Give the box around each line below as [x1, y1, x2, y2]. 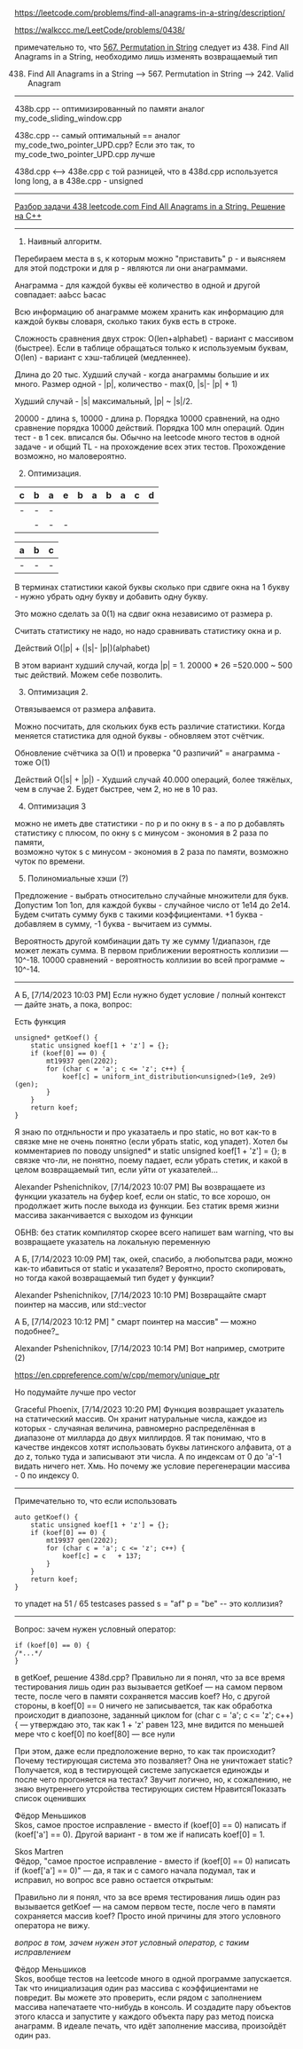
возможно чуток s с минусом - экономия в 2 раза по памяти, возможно [14, 847, 289, 857]
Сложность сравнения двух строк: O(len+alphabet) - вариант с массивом [14, 333, 294, 344]
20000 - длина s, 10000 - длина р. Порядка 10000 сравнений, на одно [14, 413, 280, 423]
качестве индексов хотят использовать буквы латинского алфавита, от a [14, 1442, 291, 1452]
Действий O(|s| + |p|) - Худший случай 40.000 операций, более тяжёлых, [14, 774, 293, 785]
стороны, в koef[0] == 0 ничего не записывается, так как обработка [14, 1700, 273, 1711]
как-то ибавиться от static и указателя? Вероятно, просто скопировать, [14, 1263, 286, 1273]
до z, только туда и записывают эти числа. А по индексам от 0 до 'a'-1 [14, 1452, 282, 1461]
